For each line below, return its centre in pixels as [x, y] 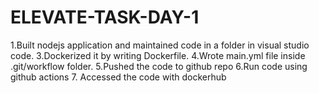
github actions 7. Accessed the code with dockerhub [118, 77]
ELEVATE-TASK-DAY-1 [105, 17]
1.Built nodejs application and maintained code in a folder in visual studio [160, 45]
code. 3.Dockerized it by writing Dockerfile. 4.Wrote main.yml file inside [158, 55]
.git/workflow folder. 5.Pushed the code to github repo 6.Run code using [159, 66]
